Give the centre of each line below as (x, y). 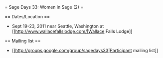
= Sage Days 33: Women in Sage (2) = (44, 7)
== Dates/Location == (27, 16)
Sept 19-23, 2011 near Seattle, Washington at (58, 26)
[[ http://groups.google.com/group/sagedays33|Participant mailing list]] (85, 50)
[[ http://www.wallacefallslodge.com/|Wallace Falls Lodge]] (72, 31)
